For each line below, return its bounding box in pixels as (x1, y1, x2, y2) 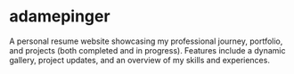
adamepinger (9, 6, 110, 27)
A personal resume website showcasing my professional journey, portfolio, (9, 36, 283, 46)
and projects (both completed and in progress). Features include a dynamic (9, 45, 286, 55)
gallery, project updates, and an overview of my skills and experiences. (9, 54, 270, 65)
